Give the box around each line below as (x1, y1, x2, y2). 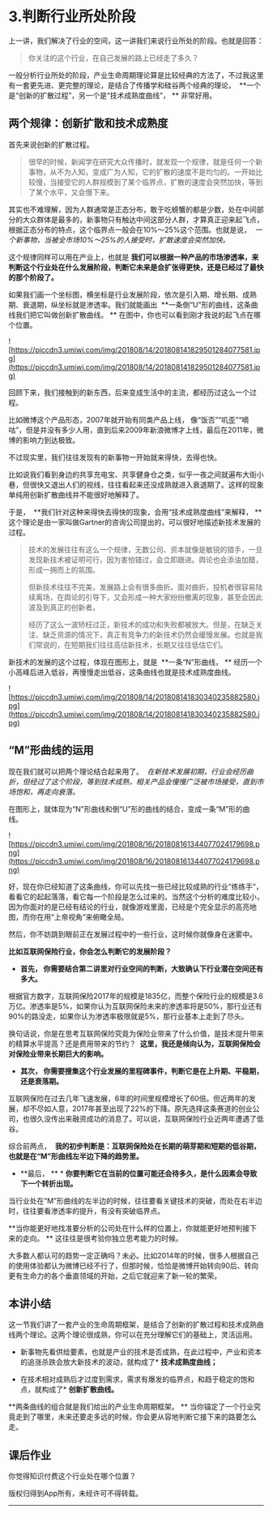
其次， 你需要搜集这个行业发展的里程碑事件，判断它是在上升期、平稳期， (19, 1066, 264, 1075)
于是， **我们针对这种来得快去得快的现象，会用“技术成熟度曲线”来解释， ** (8, 507, 262, 517)
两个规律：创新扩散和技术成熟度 (8, 117, 168, 131)
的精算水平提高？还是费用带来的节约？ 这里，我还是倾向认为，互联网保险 (8, 1039, 254, 1049)
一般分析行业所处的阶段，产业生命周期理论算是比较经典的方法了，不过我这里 (8, 70, 264, 79)
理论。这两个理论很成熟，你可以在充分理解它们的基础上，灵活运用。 (29, 1330, 257, 1340)
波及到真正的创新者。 (28, 602, 100, 612)
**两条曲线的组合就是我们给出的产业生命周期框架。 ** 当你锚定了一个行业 (8, 1402, 254, 1412)
